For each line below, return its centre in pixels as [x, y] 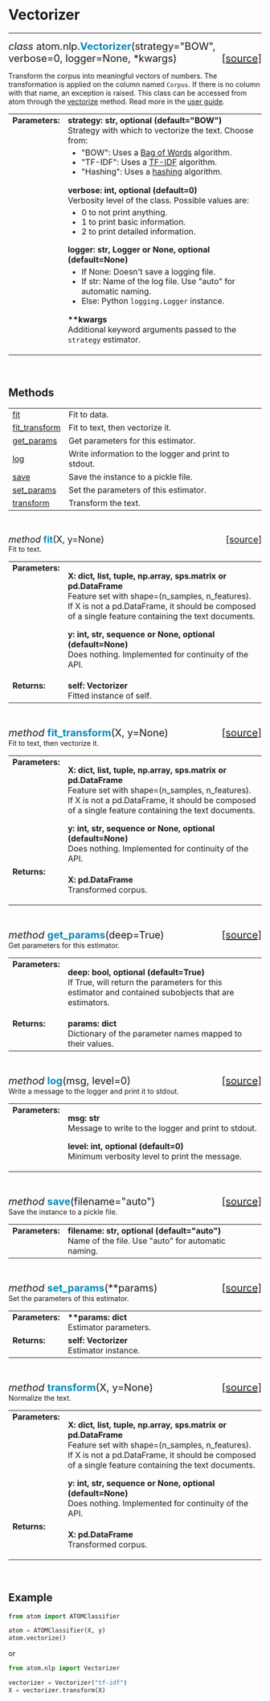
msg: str [84, 1118]
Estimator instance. [104, 1350]
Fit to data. [88, 414]
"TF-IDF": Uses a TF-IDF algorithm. [149, 163]
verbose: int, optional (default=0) [133, 190]
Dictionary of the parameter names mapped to [155, 1033]
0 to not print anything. [124, 212]
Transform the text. [104, 503]
